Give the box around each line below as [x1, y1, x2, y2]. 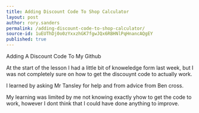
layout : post [6, 14, 39, 20]
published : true [6, 36, 46, 42]
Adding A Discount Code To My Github [6, 53, 101, 59]
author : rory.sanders [6, 20, 60, 26]
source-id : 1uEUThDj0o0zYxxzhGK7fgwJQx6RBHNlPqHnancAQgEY [6, 31, 153, 37]
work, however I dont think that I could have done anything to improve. [6, 100, 180, 107]
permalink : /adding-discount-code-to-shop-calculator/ [6, 25, 145, 32]
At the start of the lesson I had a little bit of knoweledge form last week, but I [6, 64, 194, 71]
